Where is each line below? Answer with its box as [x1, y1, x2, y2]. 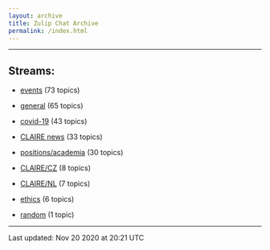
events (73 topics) [19, 85, 80, 95]
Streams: [8, 64, 55, 77]
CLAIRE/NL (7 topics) [19, 178, 91, 189]
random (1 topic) [19, 210, 75, 219]
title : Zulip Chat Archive [8, 19, 99, 27]
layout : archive [8, 11, 63, 20]
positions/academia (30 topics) [19, 148, 124, 158]
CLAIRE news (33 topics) [19, 132, 103, 141]
